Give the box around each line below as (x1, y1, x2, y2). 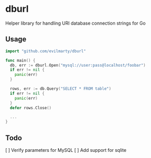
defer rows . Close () (10, 105, 52, 110)
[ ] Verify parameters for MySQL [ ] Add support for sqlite (5, 147, 127, 153)
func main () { (5, 57, 36, 63)
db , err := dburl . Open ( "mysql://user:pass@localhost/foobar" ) (10, 63, 146, 68)
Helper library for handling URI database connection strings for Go (5, 20, 146, 26)
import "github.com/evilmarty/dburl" (5, 48, 86, 54)
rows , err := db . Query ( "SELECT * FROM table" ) (10, 86, 111, 91)
